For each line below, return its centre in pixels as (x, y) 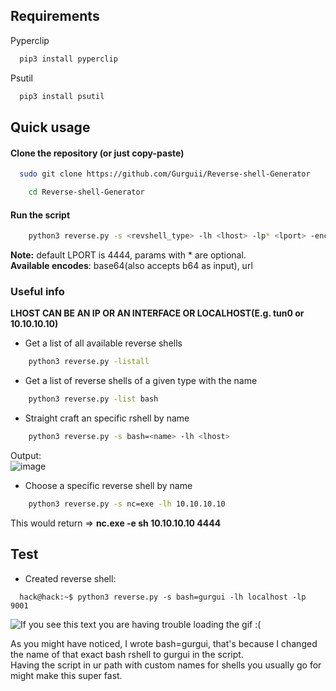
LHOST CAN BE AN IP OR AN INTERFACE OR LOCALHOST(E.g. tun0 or (157, 313)
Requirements (55, 16)
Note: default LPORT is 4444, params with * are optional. (128, 255)
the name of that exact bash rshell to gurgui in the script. (127, 654)
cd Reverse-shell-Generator (86, 192)
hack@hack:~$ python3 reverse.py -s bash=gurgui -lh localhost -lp (163, 597)
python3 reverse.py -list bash (93, 399)
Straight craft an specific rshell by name (107, 418)
